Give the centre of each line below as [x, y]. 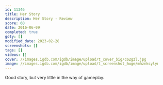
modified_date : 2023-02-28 [32, 41]
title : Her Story [23, 14]
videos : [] [16, 55]
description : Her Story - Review [39, 18]
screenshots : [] [21, 46]
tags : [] [14, 50]
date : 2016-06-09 [23, 28]
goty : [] [14, 37]
